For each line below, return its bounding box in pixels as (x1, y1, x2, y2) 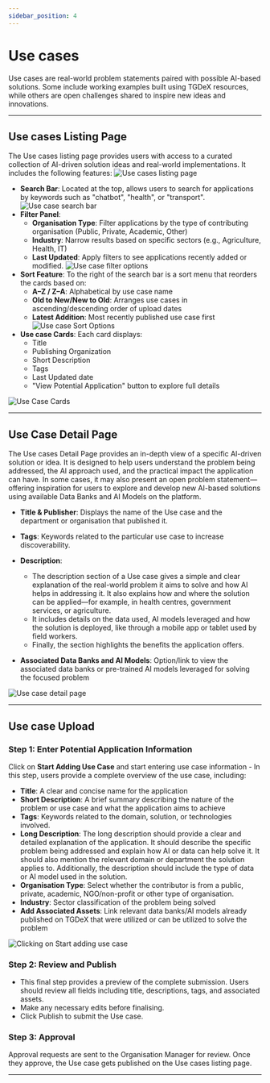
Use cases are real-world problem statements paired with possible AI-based (8, 73, 261, 83)
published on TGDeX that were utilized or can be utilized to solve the (19, 914, 247, 924)
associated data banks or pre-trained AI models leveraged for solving (19, 664, 251, 674)
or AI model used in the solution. (19, 872, 128, 881)
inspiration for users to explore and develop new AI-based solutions (35, 483, 261, 493)
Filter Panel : (19, 210, 62, 219)
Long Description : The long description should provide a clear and (19, 828, 242, 839)
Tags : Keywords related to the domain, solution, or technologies (19, 811, 232, 821)
